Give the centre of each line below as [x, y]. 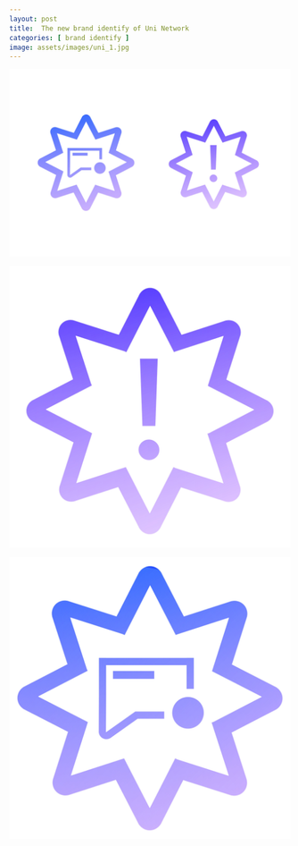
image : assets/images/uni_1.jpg [69, 47]
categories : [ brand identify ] [69, 38]
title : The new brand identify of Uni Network [99, 28]
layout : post [33, 19]
